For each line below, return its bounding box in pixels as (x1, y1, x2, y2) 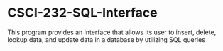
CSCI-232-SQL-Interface (7, 5, 158, 21)
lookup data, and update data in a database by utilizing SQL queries (7, 35, 206, 43)
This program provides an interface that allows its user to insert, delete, (7, 28, 217, 36)
